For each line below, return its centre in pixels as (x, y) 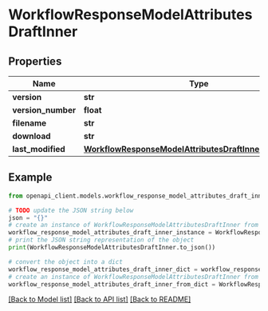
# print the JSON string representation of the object (101, 240)
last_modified (39, 149)
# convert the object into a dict (66, 261)
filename (30, 123)
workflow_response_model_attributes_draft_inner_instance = (110, 233)
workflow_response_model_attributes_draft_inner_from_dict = (112, 284)
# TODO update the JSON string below (71, 210)
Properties (35, 61)
